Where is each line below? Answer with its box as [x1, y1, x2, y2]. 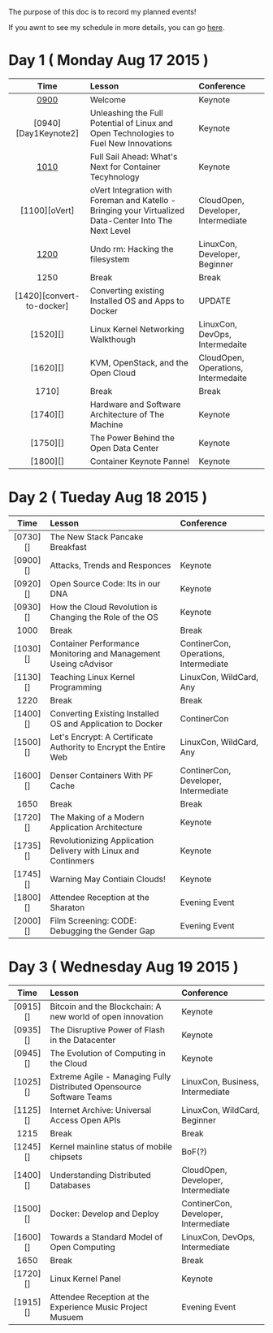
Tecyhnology [89, 171, 140, 182]
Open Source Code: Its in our [50, 578, 161, 589]
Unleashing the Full [89, 107, 164, 119]
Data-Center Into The [89, 214, 173, 226]
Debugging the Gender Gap [50, 925, 156, 937]
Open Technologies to [89, 128, 175, 139]
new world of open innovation [50, 1011, 164, 1022]
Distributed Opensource [50, 1080, 142, 1092]
